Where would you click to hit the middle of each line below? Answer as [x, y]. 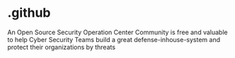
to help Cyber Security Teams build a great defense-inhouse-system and [114, 39]
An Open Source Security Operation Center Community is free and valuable [117, 32]
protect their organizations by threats [61, 47]
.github [29, 13]
